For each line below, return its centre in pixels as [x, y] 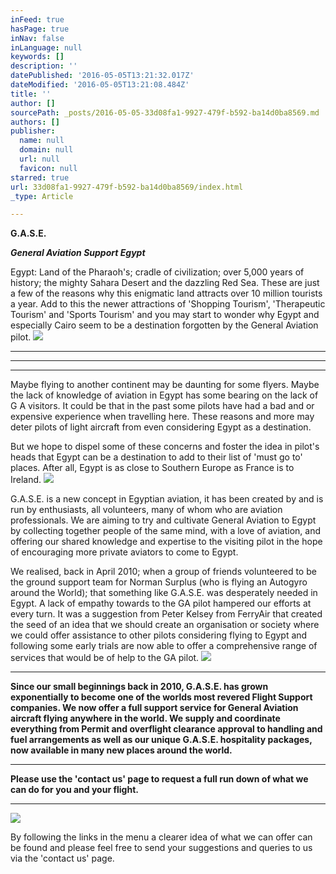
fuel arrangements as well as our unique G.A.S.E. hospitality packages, [161, 740]
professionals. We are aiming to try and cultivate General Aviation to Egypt [163, 520]
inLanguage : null [46, 47]
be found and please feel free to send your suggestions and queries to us [161, 848]
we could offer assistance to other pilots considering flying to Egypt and [159, 635]
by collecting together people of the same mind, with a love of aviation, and [166, 531]
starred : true [40, 177]
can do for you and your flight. [74, 790]
